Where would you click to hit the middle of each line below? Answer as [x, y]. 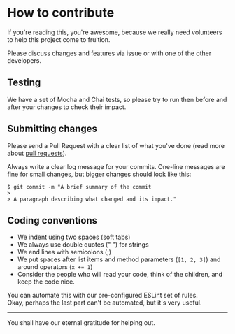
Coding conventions [52, 220]
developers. [24, 60]
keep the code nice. [46, 282]
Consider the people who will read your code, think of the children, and [120, 275]
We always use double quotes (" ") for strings [83, 245]
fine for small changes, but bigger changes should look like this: [99, 174]
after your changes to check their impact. [67, 107]
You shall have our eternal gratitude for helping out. [81, 323]
